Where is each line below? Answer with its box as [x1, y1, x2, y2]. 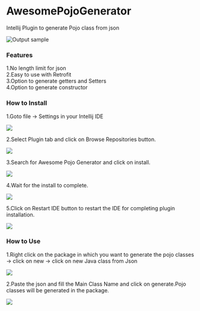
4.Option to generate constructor [6, 84, 88, 91]
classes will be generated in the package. [6, 286, 110, 294]
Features [6, 51, 33, 59]
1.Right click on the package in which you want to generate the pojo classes [6, 251, 195, 258]
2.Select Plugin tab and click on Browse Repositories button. [6, 136, 156, 143]
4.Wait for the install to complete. [6, 181, 89, 189]
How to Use [6, 237, 41, 245]
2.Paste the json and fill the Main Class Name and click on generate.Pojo [6, 280, 187, 287]
